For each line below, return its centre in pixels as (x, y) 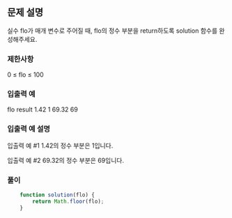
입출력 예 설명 (29, 129)
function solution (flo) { (57, 195)
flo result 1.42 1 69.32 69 (42, 109)
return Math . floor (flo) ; (68, 201)
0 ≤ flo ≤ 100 (25, 75)
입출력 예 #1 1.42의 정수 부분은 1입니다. (60, 146)
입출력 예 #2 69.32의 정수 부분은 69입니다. (65, 160)
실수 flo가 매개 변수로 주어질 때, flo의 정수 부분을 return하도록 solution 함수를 (113, 31)
